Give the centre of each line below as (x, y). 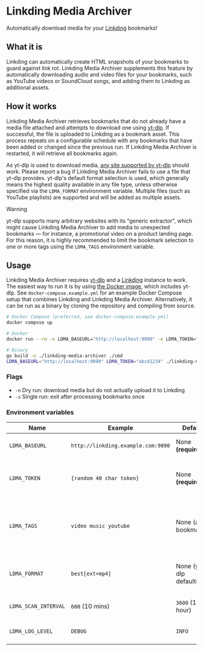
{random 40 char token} (105, 478)
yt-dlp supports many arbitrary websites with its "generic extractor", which (99, 221)
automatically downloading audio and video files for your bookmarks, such (99, 75)
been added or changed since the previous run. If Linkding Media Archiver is (101, 147)
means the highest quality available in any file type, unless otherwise (92, 184)
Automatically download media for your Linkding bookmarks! (82, 28)
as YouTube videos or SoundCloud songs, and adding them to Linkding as (98, 81)
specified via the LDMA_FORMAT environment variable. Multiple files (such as (98, 191)
